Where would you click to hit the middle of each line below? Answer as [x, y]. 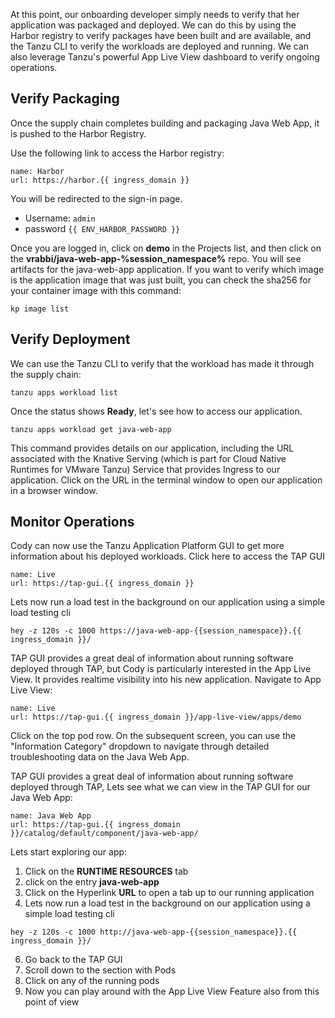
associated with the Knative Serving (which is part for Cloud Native [148, 458]
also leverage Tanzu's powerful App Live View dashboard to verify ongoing [165, 57]
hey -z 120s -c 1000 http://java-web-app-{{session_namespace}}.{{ [154, 932]
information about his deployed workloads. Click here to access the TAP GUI [167, 556]
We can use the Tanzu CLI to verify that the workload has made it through [162, 363]
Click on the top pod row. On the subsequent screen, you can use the [153, 736]
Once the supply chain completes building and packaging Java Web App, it [165, 123]
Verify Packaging [65, 99]
